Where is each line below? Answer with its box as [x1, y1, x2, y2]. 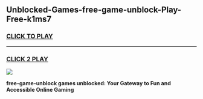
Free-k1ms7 [6, 14, 52, 25]
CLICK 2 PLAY [6, 55, 48, 63]
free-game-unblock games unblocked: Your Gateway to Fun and [6, 79, 171, 86]
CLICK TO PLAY [6, 32, 53, 41]
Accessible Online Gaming [6, 86, 74, 93]
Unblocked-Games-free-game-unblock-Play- [6, 5, 182, 15]
